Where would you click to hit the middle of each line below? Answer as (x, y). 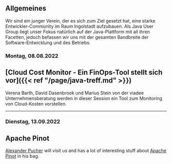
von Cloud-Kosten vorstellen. (36, 104)
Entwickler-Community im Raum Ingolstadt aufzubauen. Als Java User (79, 26)
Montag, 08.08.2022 (32, 56)
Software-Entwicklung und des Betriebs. (48, 43)
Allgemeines (26, 8)
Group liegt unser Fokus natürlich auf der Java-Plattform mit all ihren (78, 32)
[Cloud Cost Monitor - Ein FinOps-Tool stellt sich (84, 73)
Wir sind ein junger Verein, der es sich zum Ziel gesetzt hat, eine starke (80, 20)
